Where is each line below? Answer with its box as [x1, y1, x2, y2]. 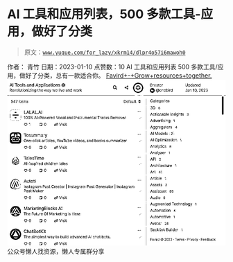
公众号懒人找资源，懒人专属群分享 [7, 247, 105, 255]
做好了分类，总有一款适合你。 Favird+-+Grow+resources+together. [19, 71, 212, 80]
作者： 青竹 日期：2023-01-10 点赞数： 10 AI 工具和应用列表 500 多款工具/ [7, 62, 218, 71]
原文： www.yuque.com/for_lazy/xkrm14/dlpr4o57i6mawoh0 [24, 48, 186, 56]
